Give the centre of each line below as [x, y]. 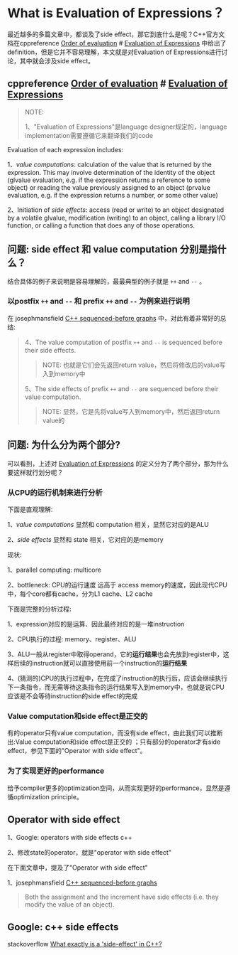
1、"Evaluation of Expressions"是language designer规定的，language [126, 127]
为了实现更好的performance [56, 771]
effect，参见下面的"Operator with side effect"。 [77, 751]
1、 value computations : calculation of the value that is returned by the [110, 164]
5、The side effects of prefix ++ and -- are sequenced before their [121, 389]
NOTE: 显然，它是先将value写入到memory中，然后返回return [131, 411]
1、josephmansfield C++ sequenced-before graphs [83, 883]
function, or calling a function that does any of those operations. [101, 225]
